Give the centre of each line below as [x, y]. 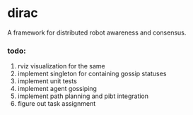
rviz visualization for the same [61, 66]
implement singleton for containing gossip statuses [92, 74]
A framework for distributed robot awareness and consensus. [97, 32]
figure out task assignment [57, 104]
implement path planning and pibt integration [83, 96]
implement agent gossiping [57, 89]
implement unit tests [47, 81]
